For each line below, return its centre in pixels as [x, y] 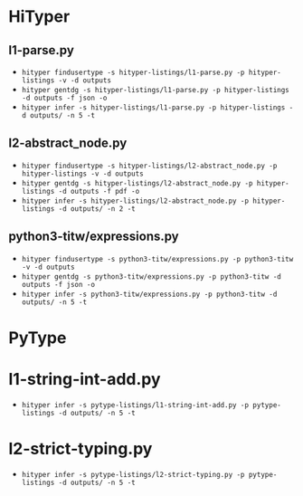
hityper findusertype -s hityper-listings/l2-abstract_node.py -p [149, 166]
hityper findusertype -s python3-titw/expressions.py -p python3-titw [157, 259]
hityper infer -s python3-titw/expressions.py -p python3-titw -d [149, 294]
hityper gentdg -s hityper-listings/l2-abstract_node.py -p [137, 183]
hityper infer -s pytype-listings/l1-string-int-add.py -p [135, 405]
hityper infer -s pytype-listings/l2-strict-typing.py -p [133, 474]
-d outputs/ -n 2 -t [97, 209]
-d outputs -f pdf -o [99, 191]
